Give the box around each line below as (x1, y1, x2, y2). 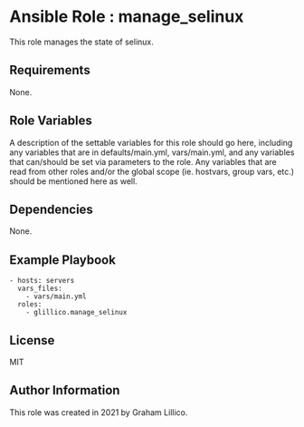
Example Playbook (9, 252, 116, 267)
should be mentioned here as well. (9, 175, 138, 187)
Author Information (9, 383, 120, 398)
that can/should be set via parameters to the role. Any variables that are (9, 156, 278, 167)
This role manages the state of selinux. (9, 36, 154, 47)
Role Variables (9, 113, 92, 129)
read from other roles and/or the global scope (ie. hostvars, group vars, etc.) (9, 166, 295, 177)
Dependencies (9, 201, 93, 217)
